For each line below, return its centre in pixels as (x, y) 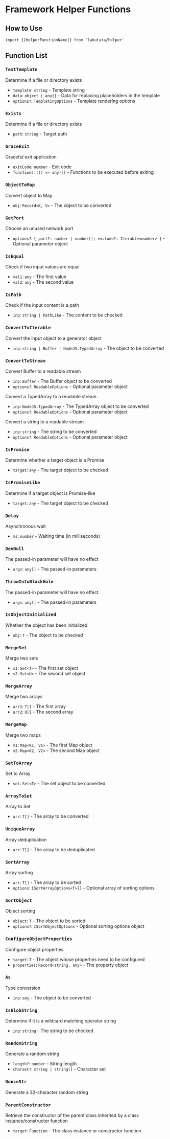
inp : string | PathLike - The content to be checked (67, 315)
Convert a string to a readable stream (45, 422)
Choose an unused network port (39, 228)
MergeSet (16, 647)
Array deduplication (26, 839)
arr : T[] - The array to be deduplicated (54, 849)
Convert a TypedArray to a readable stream (51, 397)
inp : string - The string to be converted (55, 432)
